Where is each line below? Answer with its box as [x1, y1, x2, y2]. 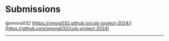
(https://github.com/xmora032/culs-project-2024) [5, 25, 109, 31]
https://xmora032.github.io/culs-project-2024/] [33, 20, 132, 26]
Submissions [5, 3, 61, 15]
